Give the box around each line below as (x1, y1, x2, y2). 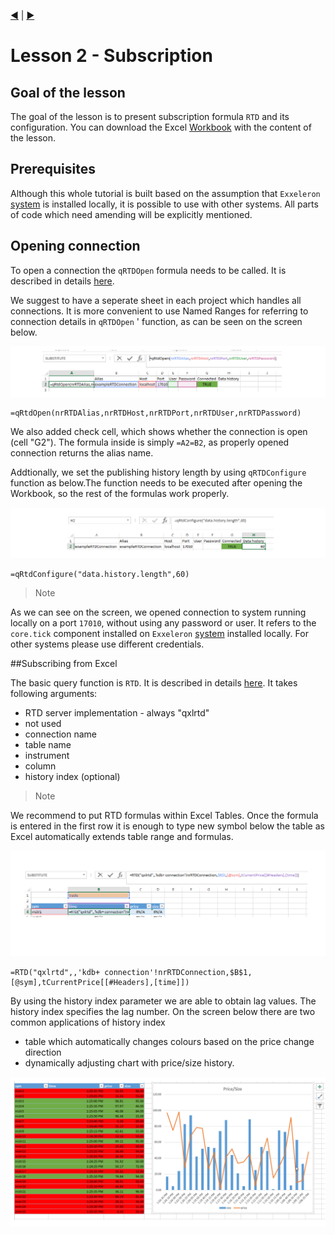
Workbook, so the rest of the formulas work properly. (10, 487, 230, 499)
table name (24, 739, 72, 751)
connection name (24, 728, 98, 740)
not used (24, 718, 62, 730)
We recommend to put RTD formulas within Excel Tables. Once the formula (10, 810, 319, 822)
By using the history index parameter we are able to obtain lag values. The (10, 995, 317, 1007)
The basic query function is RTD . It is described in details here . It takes (10, 677, 298, 689)
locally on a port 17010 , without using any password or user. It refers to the (10, 617, 317, 629)
